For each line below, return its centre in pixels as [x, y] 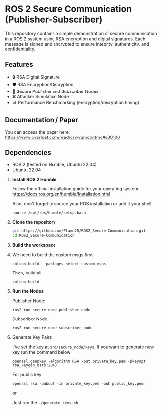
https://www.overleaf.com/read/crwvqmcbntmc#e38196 [63, 137]
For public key [27, 375]
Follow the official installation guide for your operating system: [76, 189]
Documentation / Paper [42, 120]
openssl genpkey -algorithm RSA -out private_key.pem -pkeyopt [79, 361]
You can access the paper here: [38, 132]
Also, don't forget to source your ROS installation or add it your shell [82, 204]
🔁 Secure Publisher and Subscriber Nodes [55, 91]
